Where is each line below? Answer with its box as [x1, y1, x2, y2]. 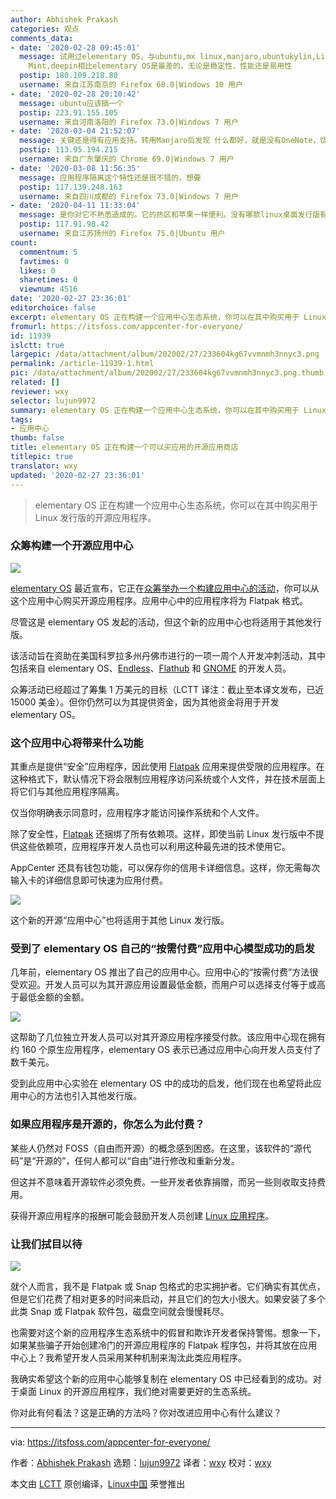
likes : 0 [19, 266, 56, 276]
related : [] [10, 377, 60, 387]
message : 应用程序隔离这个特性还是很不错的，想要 [19, 172, 202, 183]
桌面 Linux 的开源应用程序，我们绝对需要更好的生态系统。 [18, 1385, 257, 1397]
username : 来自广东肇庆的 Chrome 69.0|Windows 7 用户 [19, 154, 235, 164]
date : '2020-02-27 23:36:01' [10, 294, 132, 304]
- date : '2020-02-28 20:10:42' [10, 89, 141, 99]
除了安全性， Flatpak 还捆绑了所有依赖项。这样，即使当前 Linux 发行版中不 [10, 828, 316, 840]
